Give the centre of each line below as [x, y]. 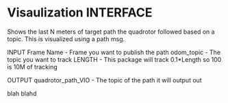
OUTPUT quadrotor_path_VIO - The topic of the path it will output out [104, 80]
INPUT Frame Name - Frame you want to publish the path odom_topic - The [114, 52]
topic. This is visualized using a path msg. [66, 38]
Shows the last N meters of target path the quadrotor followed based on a [111, 32]
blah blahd [22, 93]
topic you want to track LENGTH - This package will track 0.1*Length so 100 [114, 59]
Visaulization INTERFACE [80, 13]
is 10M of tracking [32, 67]
